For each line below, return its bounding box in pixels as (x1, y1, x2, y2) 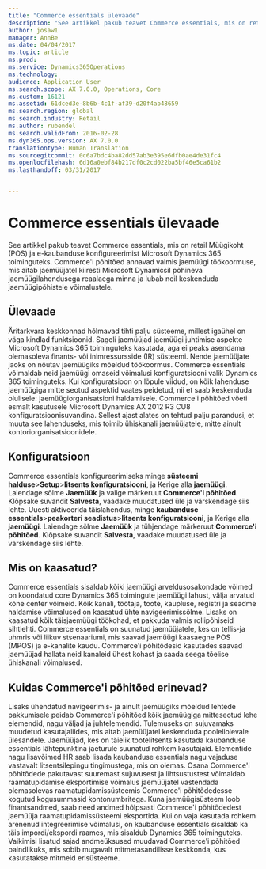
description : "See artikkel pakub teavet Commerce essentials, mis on (8, 19, 246, 27)
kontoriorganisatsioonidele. (8, 427, 97, 436)
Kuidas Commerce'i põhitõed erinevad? (8, 681, 208, 694)
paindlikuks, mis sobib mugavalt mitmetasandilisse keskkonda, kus (8, 844, 226, 855)
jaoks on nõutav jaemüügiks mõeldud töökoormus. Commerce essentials (8, 359, 245, 369)
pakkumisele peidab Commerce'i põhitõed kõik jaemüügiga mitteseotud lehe (8, 710, 258, 720)
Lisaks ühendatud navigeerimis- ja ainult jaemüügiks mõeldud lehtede (8, 702, 236, 712)
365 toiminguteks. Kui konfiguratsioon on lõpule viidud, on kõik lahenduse (8, 377, 249, 386)
